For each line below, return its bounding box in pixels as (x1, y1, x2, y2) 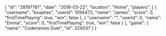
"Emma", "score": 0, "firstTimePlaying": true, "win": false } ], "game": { (4, 20, 149, 26)
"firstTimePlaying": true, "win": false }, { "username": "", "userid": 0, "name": (4, 15, 162, 20)
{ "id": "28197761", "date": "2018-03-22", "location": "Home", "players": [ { (4, 4, 157, 10)
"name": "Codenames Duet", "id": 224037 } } (4, 25, 97, 31)
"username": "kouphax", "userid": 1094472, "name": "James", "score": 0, (4, 9, 154, 15)
